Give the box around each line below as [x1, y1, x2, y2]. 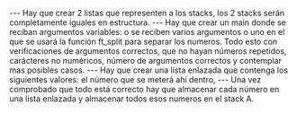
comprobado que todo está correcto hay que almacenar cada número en [9, 84, 280, 94]
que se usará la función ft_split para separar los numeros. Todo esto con [9, 36, 278, 47]
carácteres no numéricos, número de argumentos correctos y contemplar [9, 56, 282, 65]
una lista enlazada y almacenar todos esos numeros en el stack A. [9, 93, 255, 104]
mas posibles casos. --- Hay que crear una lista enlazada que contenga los [9, 65, 288, 75]
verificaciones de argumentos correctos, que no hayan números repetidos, [9, 46, 287, 56]
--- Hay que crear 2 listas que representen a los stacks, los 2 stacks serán [9, 8, 285, 18]
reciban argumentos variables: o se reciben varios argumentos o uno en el [9, 27, 285, 37]
